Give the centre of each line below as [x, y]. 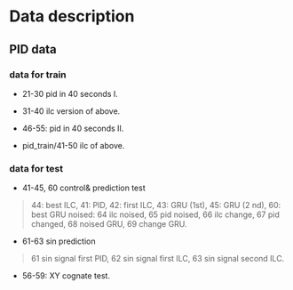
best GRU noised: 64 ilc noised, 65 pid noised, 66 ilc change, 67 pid [155, 214]
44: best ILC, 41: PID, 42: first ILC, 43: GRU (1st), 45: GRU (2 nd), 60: [156, 205]
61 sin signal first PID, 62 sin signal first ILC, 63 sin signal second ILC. [158, 259]
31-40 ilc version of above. [71, 111]
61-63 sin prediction [59, 241]
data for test [36, 168]
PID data [33, 49]
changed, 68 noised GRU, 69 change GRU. [109, 224]
